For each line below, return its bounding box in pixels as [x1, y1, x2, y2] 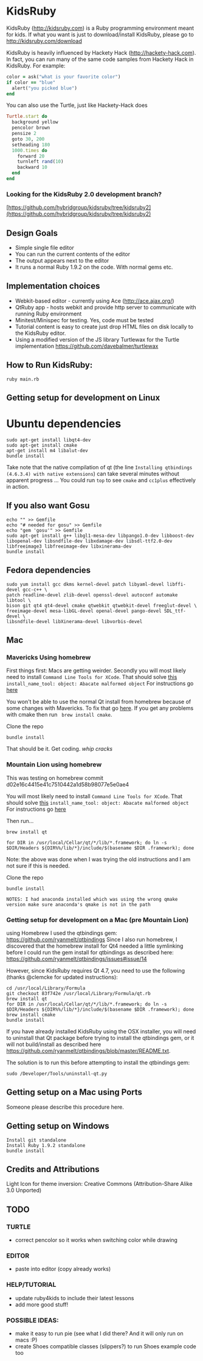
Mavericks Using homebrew [6, 653, 91, 661]
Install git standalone [6, 1137, 67, 1143]
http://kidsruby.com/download [6, 37, 82, 44]
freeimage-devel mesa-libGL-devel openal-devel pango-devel [6, 608, 162, 614]
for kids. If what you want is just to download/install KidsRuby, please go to [6, 30, 194, 38]
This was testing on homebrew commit [6, 774, 103, 782]
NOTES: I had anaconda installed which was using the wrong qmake [6, 896, 178, 902]
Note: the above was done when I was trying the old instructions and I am [6, 855, 191, 863]
